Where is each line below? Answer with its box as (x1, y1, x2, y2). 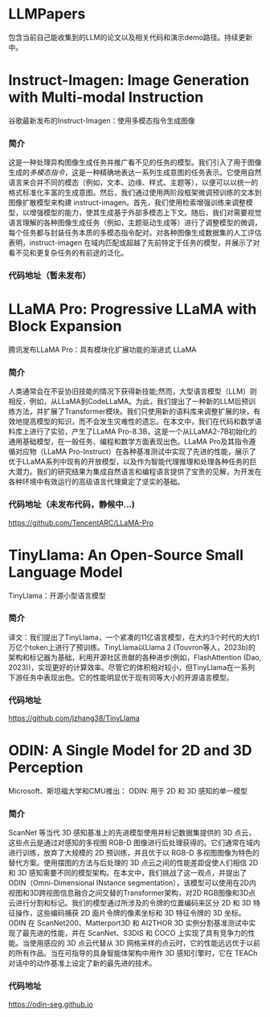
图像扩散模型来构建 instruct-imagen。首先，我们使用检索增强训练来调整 (8, 198, 247, 207)
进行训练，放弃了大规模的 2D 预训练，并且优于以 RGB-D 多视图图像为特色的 (8, 848, 260, 858)
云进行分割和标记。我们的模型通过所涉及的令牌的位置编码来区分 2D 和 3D (8, 898, 252, 908)
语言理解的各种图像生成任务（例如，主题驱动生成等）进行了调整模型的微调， (8, 218, 262, 227)
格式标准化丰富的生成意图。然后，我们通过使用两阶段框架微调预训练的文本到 (8, 188, 262, 198)
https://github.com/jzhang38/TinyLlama (8, 713, 141, 723)
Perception (8, 758, 84, 777)
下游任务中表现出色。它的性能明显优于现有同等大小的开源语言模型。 (8, 672, 234, 682)
